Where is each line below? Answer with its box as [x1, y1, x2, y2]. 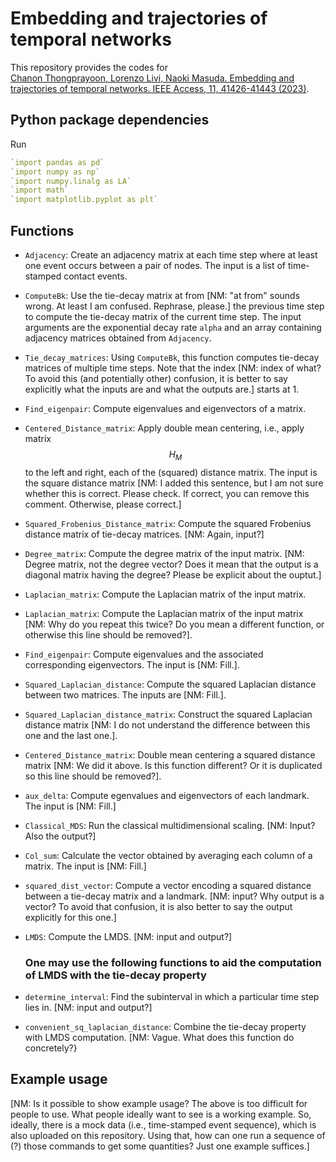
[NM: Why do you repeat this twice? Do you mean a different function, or [24, 618, 325, 630]
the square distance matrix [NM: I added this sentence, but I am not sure [24, 477, 324, 489]
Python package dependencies [10, 112, 210, 129]
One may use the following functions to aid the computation [24, 955, 322, 969]
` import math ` [10, 185, 70, 196]
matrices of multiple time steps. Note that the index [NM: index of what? [24, 362, 322, 374]
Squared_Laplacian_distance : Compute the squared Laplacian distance [24, 678, 317, 690]
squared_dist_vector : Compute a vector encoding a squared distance [24, 879, 312, 891]
